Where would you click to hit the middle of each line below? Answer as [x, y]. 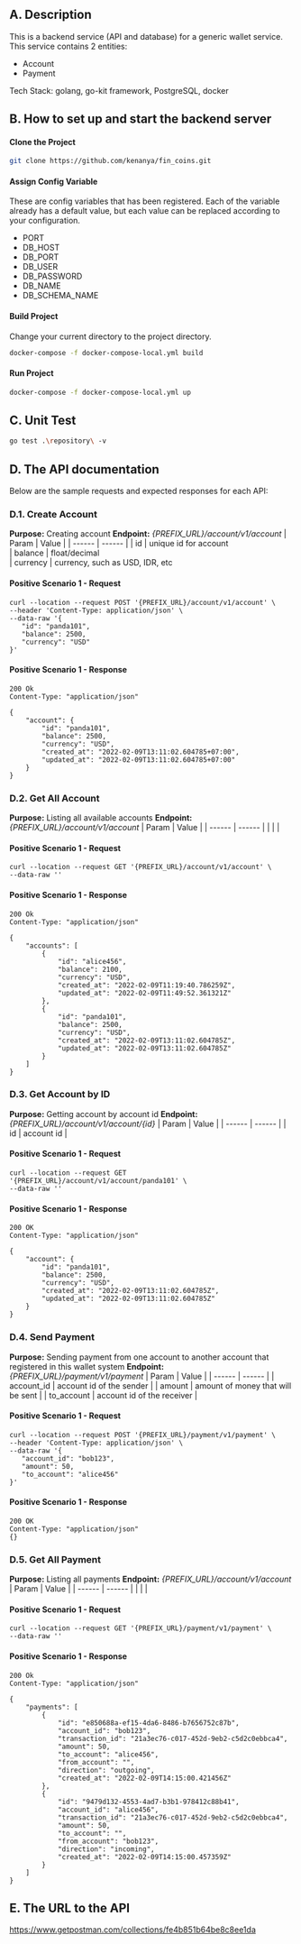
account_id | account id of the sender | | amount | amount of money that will [150, 1385]
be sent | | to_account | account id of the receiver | [104, 1395]
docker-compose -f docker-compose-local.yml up [100, 392]
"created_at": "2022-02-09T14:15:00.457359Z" [144, 1857]
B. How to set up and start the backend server [141, 119]
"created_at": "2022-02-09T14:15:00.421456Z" [144, 1778]
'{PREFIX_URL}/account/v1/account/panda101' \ [98, 1181]
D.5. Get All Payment [55, 1559]
